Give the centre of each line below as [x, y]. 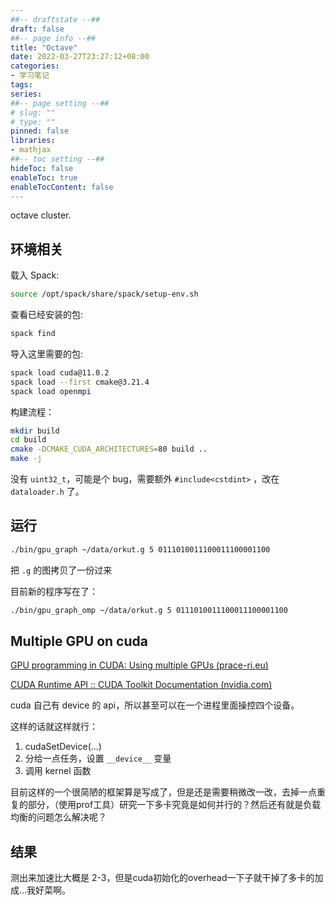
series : [26, 94]
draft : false [37, 29]
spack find [33, 334]
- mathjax [31, 150]
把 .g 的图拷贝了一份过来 [61, 570]
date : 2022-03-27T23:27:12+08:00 [80, 57]
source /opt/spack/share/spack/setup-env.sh [104, 294]
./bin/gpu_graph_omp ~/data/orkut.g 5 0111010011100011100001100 [149, 610]
